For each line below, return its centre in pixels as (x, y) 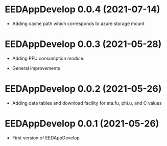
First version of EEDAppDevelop (46, 138)
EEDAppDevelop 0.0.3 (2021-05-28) (83, 44)
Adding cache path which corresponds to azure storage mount (78, 23)
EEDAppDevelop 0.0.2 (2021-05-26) (83, 89)
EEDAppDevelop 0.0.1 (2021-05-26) (82, 124)
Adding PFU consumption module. (48, 58)
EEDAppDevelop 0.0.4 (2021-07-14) (82, 9)
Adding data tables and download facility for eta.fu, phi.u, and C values (87, 103)
